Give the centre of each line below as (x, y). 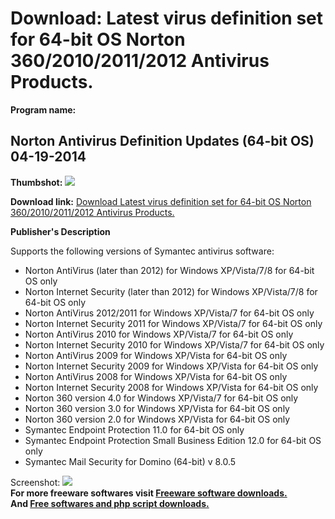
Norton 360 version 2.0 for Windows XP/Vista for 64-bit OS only (157, 419)
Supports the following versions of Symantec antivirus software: (142, 251)
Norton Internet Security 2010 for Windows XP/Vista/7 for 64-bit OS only (174, 344)
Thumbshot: (36, 182)
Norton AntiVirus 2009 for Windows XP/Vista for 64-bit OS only (156, 355)
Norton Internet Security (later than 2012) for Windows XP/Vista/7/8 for (171, 291)
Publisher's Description (60, 231)
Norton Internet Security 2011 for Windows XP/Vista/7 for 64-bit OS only (173, 323)
